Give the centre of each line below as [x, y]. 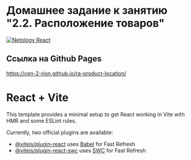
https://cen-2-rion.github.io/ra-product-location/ [66, 73]
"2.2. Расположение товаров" [86, 23]
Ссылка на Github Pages [54, 59]
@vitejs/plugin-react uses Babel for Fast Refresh [75, 144]
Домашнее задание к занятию [87, 11]
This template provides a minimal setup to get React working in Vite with [95, 114]
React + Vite [38, 97]
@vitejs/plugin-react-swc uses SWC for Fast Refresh [80, 150]
